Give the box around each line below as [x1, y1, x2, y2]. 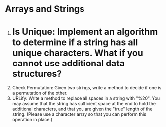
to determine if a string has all [12, 37, 138, 48]
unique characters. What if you [12, 47, 143, 59]
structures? [12, 68, 62, 80]
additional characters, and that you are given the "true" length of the [12, 106, 153, 112]
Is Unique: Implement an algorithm [12, 26, 158, 38]
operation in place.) [12, 117, 53, 123]
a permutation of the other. [12, 90, 68, 96]
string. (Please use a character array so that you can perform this [12, 111, 147, 117]
